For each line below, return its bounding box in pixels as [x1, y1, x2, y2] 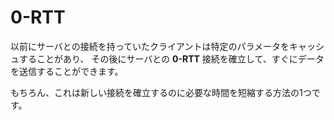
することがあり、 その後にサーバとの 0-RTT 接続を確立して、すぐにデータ [18, 52, 325, 65]
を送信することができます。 [10, 65, 124, 77]
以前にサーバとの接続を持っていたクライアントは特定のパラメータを [10, 40, 290, 52]
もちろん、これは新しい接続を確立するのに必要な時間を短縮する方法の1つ [10, 86, 312, 98]
